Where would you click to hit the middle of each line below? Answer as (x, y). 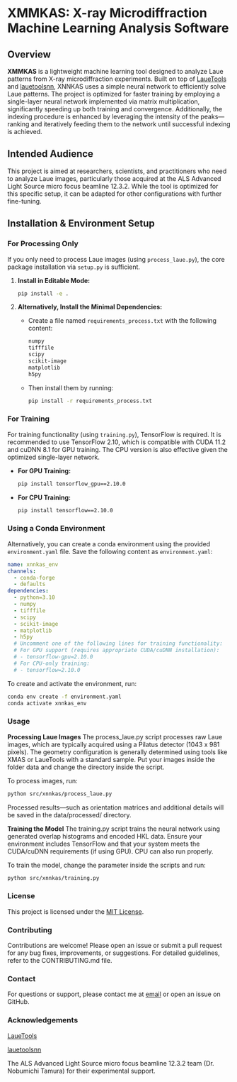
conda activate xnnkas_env (47, 703)
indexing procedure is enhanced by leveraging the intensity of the (103, 116)
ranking (18, 124)
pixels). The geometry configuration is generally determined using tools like (117, 752)
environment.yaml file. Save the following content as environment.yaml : (110, 551)
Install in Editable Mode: (54, 280)
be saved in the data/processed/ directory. (69, 815)
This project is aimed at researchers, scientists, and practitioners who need (117, 171)
